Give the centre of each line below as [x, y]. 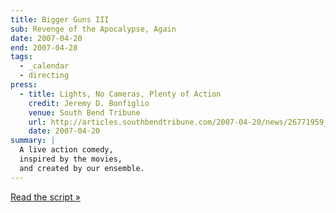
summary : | [33, 141]
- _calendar [44, 66]
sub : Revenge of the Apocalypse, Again [93, 29]
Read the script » [45, 197]
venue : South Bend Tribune [84, 112]
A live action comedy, [66, 150]
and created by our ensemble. [82, 168]
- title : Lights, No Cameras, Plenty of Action [120, 94]
